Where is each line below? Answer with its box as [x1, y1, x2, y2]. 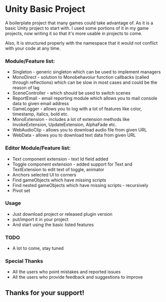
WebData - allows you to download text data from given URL [12, 132, 136, 138]
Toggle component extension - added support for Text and [12, 161, 133, 167]
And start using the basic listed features [12, 222, 94, 228]
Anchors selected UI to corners [12, 172, 77, 178]
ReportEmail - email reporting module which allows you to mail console [12, 95, 158, 101]
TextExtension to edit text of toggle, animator [12, 166, 105, 172]
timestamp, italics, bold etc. [12, 111, 69, 117]
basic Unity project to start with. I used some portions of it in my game [5, 25, 149, 31]
